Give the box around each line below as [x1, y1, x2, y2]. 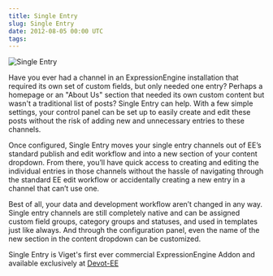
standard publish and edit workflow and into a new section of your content [8, 149, 258, 159]
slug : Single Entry [8, 20, 75, 28]
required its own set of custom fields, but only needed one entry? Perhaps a [8, 81, 263, 91]
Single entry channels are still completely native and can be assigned [8, 208, 240, 218]
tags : [8, 34, 27, 43]
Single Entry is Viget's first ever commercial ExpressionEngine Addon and [8, 250, 256, 260]
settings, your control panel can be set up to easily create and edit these [8, 107, 251, 117]
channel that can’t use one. [8, 184, 100, 194]
